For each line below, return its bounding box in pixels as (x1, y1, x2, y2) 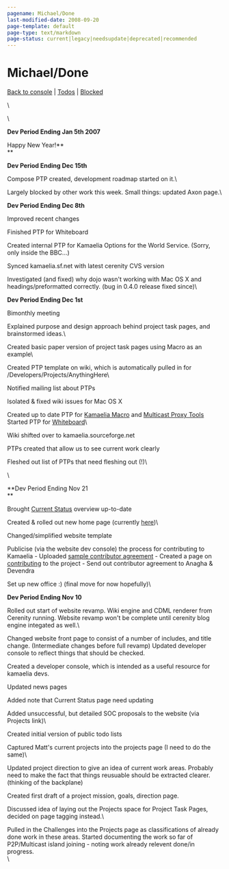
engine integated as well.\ (7, 621, 80, 630)
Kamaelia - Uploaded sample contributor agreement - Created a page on (7, 552, 212, 560)
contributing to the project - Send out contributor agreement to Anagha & (7, 560, 213, 568)
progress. (7, 848, 34, 856)
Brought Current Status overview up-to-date (7, 505, 132, 513)
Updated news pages (7, 683, 68, 691)
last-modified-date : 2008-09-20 (7, 16, 99, 23)
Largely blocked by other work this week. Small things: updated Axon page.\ (7, 188, 222, 196)
